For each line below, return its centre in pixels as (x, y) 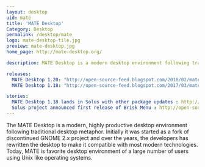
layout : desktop (27, 12)
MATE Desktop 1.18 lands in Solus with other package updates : (95, 102)
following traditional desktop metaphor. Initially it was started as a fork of (98, 132)
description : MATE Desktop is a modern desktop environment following (98, 63)
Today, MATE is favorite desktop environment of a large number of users (98, 151)
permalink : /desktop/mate (39, 35)
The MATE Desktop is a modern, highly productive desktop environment (97, 125)
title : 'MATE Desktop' (35, 23)
